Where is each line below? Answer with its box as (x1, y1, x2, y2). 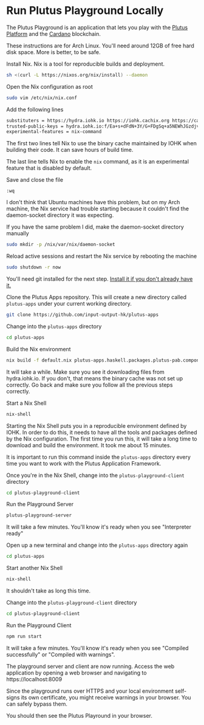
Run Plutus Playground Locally (6, 4, 164, 18)
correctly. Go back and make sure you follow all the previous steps (6, 381, 173, 388)
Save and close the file (6, 176, 64, 184)
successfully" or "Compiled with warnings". (6, 651, 115, 658)
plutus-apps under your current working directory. (6, 300, 132, 308)
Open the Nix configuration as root (6, 83, 93, 90)
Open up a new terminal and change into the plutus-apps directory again (6, 541, 188, 549)
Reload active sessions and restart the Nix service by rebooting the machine (6, 253, 197, 260)
